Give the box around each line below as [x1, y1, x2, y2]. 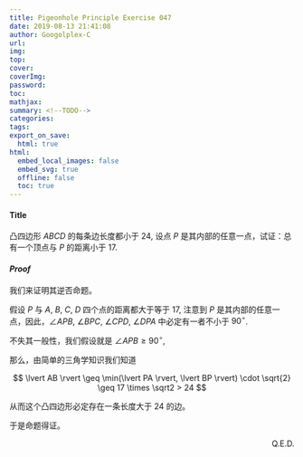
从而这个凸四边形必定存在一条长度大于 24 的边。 [9, 400, 191, 412]
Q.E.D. [270, 438, 295, 449]
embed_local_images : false [17, 156, 119, 166]
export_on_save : [9, 131, 71, 140]
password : [9, 81, 47, 90]
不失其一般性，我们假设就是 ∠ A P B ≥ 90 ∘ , [9, 334, 166, 346]
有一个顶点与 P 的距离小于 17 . [9, 242, 118, 253]
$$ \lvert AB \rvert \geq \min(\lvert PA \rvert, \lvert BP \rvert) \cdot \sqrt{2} [13, 372, 291, 383]
